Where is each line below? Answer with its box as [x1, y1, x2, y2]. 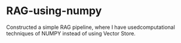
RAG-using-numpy [6, 4, 102, 18]
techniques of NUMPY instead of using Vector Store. [6, 29, 136, 37]
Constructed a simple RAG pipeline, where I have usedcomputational [6, 24, 175, 31]
